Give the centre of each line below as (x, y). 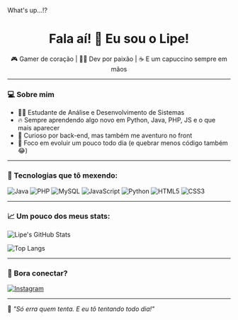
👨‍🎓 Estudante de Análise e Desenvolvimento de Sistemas (101, 113)
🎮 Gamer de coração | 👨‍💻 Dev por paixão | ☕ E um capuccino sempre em (119, 59)
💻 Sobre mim (31, 94)
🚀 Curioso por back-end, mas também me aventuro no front (105, 136)
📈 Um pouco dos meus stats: (59, 217)
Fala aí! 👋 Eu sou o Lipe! (119, 39)
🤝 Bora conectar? (38, 273)
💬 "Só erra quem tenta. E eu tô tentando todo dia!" (81, 309)
